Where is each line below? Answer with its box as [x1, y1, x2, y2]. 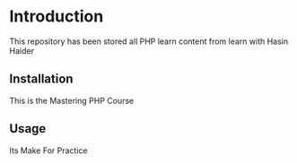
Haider [9, 45, 34, 56]
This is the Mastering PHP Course [9, 95, 135, 106]
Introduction [9, 6, 104, 27]
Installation [9, 72, 74, 87]
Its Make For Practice [9, 145, 88, 156]
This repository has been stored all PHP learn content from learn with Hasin [9, 36, 289, 47]
